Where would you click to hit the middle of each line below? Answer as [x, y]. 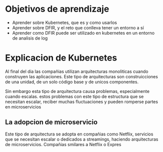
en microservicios [23, 107]
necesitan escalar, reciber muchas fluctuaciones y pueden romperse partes [81, 102]
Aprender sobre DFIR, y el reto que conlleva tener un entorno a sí [78, 27]
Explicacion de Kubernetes [61, 58]
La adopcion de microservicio [51, 122]
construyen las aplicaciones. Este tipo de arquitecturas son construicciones [81, 76]
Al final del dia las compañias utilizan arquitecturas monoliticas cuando [77, 71]
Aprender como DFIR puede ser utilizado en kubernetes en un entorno [83, 33]
